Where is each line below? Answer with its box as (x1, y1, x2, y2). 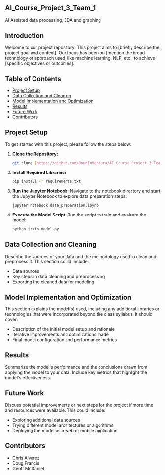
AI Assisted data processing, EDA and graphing (5, 17, 101, 23)
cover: (5, 316, 18, 323)
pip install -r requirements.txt (12, 179, 81, 184)
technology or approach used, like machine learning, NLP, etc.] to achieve (5, 55, 155, 61)
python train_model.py (12, 226, 59, 231)
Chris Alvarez (12, 455, 40, 461)
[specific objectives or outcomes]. (5, 60, 75, 66)
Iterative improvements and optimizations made (12, 331, 109, 338)
